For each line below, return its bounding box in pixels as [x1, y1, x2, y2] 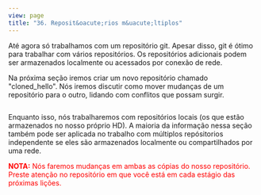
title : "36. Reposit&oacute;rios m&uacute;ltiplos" [8, 19, 182, 27]
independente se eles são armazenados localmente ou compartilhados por [8, 137, 253, 147]
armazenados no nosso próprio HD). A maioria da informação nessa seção [8, 120, 252, 130]
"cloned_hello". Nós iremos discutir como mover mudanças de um [8, 81, 225, 91]
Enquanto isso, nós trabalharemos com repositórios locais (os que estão [8, 112, 244, 121]
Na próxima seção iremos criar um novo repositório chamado [8, 73, 209, 82]
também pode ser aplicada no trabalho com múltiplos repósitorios [8, 128, 224, 139]
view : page [8, 11, 44, 20]
